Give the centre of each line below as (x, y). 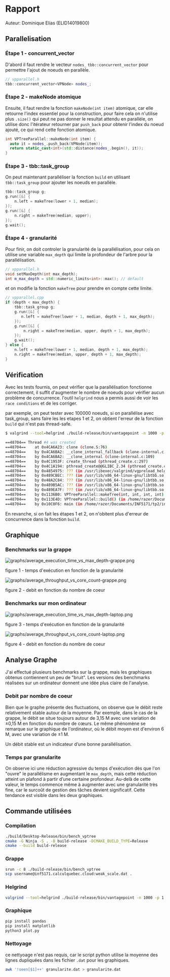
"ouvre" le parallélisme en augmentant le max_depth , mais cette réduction (81, 774)
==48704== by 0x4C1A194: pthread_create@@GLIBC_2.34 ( (68, 466)
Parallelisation (28, 39)
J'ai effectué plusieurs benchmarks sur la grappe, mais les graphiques (79, 672)
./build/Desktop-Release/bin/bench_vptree (51, 836)
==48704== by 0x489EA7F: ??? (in (44, 490)
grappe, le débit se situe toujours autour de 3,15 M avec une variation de (80, 718)
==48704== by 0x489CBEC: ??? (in (44, 476)
